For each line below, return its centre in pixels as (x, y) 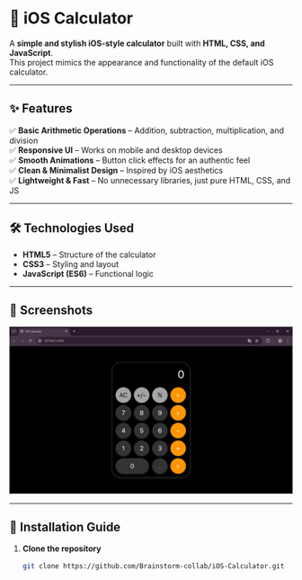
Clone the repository (62, 549)
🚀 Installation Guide (65, 527)
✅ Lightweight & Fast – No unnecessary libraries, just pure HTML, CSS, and (150, 180)
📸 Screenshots (51, 310)
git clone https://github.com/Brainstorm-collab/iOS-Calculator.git (153, 567)
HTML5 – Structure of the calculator (89, 254)
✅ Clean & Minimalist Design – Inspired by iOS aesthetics (116, 170)
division (24, 140)
